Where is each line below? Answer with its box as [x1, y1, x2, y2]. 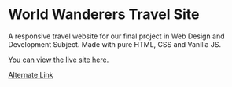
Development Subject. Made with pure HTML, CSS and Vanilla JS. [8, 39, 222, 49]
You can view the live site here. [8, 55, 109, 64]
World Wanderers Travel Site [8, 5, 200, 24]
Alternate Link [8, 70, 53, 79]
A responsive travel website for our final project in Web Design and [8, 31, 226, 41]
